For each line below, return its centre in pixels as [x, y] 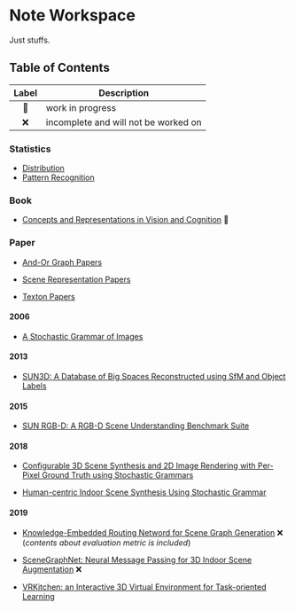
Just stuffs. [30, 40]
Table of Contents [60, 68]
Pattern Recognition [58, 177]
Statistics [30, 149]
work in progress [81, 107]
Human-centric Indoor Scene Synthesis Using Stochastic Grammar [144, 492]
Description [124, 92]
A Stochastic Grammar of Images [82, 336]
